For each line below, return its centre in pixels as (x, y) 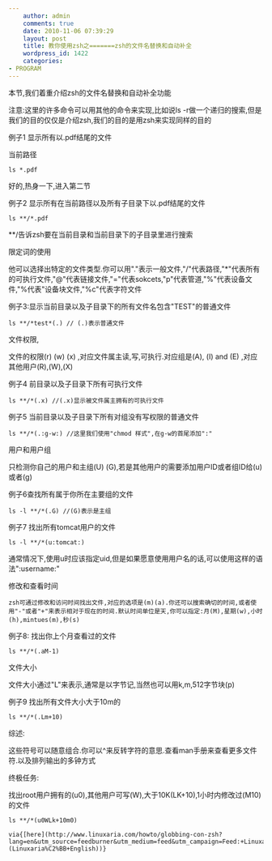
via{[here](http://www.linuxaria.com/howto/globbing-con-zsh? (115, 834)
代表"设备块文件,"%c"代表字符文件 (85, 289)
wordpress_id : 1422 (56, 53)
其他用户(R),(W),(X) (41, 366)
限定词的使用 (30, 251)
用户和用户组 (30, 450)
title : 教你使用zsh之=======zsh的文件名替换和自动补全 (108, 46)
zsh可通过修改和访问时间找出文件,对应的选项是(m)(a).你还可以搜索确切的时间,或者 (130, 603)
